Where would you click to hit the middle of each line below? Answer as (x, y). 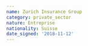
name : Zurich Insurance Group (44, 12)
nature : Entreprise (31, 23)
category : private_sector (39, 17)
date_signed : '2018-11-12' (40, 34)
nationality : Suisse (32, 28)
